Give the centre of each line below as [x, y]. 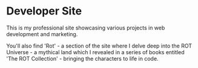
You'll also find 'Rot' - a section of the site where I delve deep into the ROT [99, 46]
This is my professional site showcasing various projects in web [86, 28]
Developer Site [44, 11]
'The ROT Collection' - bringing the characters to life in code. [82, 58]
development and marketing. [42, 34]
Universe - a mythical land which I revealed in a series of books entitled [95, 52]
